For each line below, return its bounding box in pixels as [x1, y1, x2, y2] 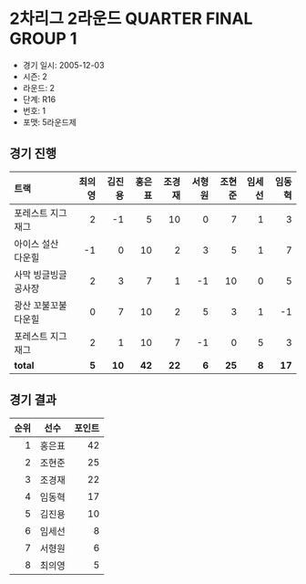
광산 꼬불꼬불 [14, 298, 67, 311]
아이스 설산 [14, 237, 59, 250]
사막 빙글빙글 [14, 268, 67, 281]
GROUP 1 [9, 28, 77, 49]
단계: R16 [22, 93, 56, 105]
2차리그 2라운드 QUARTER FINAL [9, 8, 253, 29]
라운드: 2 [22, 82, 55, 93]
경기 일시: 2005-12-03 [22, 59, 105, 70]
